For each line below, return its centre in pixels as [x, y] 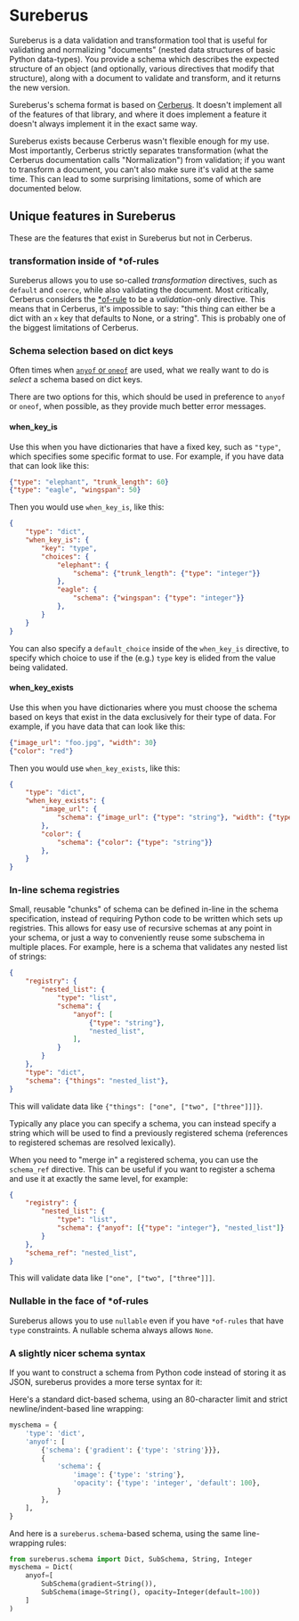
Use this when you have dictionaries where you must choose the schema [143, 707]
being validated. [39, 667]
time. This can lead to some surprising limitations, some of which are [135, 178]
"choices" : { [65, 557]
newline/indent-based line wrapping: [77, 1409]
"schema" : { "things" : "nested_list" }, [97, 1081]
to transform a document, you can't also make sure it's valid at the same [141, 169]
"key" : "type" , [69, 548]
